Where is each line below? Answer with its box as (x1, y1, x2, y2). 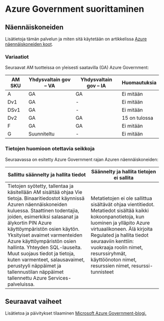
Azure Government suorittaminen (5, 3, 144, 15)
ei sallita (114, 174, 134, 181)
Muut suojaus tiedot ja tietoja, (7, 250, 75, 257)
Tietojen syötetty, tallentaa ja (7, 183, 74, 189)
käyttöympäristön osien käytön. (7, 225, 80, 232)
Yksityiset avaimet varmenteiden (7, 232, 82, 239)
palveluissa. (7, 281, 35, 288)
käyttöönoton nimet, (90, 256, 137, 263)
